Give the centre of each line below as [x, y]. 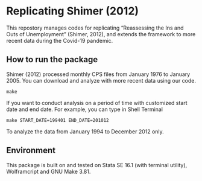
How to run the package [52, 59]
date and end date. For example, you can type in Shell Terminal [84, 109]
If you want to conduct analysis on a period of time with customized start [97, 103]
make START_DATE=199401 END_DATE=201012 [58, 120]
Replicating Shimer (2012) [73, 11]
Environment [31, 151]
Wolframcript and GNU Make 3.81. [49, 171]
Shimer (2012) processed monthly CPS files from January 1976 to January [98, 74]
